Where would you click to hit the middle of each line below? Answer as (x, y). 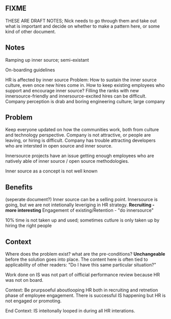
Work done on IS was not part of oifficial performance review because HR (83, 275)
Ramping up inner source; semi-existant (47, 60)
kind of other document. (31, 31)
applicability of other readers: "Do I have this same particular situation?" (81, 265)
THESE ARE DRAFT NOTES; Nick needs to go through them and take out (81, 20)
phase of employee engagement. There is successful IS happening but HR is (85, 296)
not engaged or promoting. (34, 301)
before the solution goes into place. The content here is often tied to (77, 259)
